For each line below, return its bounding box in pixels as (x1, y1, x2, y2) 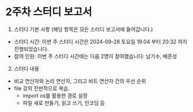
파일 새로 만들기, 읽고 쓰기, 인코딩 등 (22, 99, 106, 106)
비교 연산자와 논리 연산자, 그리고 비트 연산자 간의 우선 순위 (13, 77, 146, 85)
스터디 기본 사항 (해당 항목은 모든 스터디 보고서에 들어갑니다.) (13, 26, 153, 33)
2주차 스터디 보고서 (5, 5, 92, 19)
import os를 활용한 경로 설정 (22, 92, 88, 99)
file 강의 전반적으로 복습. (13, 85, 70, 92)
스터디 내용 (13, 65, 40, 72)
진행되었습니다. (13, 45, 49, 52)
